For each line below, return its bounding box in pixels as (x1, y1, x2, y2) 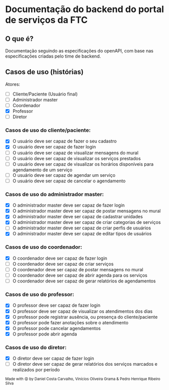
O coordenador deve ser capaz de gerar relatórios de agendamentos (12, 278, 156, 284)
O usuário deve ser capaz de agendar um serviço (12, 172, 116, 178)
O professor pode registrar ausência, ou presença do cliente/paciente (12, 314, 158, 320)
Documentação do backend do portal (5, 4, 164, 15)
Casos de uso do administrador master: (5, 190, 104, 198)
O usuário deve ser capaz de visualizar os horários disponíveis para (12, 161, 154, 167)
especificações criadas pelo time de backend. (5, 53, 101, 59)
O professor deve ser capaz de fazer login (12, 302, 101, 309)
